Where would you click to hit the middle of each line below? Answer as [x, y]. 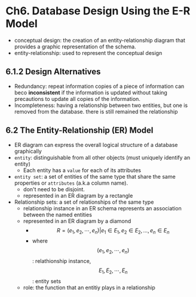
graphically [28, 151]
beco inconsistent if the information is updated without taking [91, 92]
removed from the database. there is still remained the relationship [96, 111]
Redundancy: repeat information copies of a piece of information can [99, 86]
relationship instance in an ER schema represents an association [102, 208]
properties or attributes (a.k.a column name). [71, 183]
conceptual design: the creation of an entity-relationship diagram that [100, 40]
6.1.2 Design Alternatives [53, 72]
